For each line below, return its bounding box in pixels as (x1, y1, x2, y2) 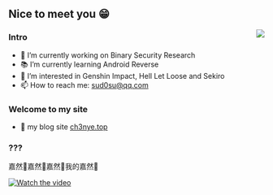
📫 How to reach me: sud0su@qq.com (19, 80, 149, 89)
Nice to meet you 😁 (8, 7, 110, 21)
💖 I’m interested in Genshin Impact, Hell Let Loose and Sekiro (19, 71, 225, 80)
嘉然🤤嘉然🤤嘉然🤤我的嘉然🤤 (8, 162, 99, 171)
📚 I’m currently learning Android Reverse (19, 59, 159, 69)
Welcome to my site (8, 103, 88, 115)
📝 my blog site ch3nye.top (19, 122, 108, 132)
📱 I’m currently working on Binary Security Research (19, 50, 196, 60)
